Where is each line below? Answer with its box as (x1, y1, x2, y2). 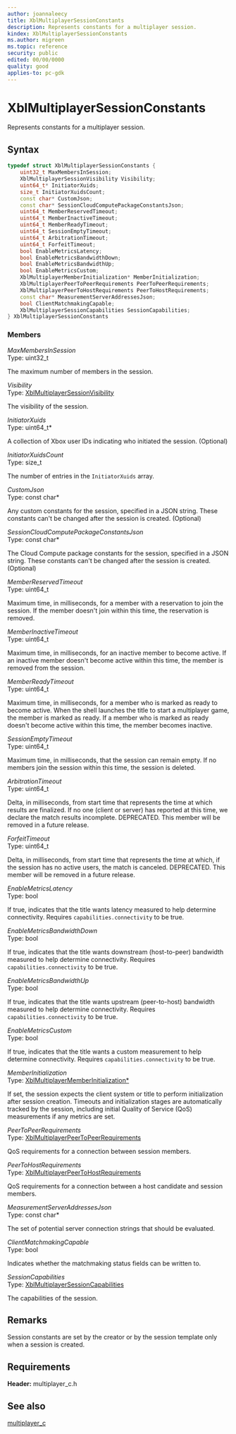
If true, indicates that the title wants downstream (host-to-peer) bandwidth (7, 947, 224, 956)
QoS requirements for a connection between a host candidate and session (7, 1181, 223, 1190)
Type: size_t (7, 458, 42, 466)
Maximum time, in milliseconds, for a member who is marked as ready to (7, 698, 218, 706)
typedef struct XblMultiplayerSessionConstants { (7, 162, 156, 169)
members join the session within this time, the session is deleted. (7, 763, 196, 771)
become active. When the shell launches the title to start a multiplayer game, (7, 706, 230, 714)
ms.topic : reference (7, 43, 68, 50)
